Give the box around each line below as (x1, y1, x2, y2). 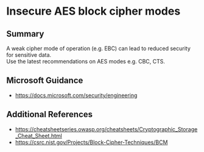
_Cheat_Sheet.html (15, 132, 62, 139)
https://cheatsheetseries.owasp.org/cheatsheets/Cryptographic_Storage (15, 125, 198, 132)
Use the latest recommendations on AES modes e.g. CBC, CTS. (6, 58, 166, 65)
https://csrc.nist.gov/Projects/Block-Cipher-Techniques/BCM (15, 139, 168, 146)
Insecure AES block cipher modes (6, 4, 181, 18)
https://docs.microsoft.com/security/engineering (15, 92, 138, 99)
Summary (6, 29, 44, 39)
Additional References (6, 109, 93, 120)
